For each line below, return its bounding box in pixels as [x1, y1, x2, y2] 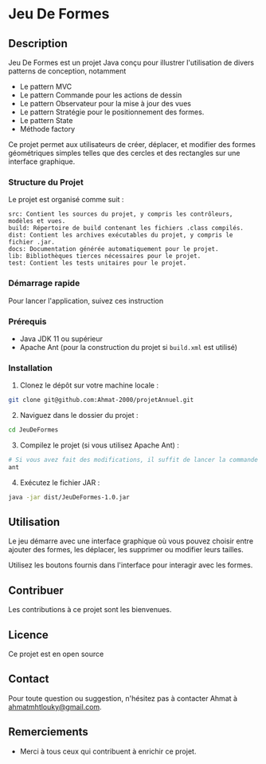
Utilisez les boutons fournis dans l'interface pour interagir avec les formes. [8, 560, 253, 570]
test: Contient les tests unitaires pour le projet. [8, 259, 187, 268]
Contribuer [8, 583, 64, 597]
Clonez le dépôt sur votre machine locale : [19, 380, 159, 390]
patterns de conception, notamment [8, 66, 127, 76]
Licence [8, 628, 49, 642]
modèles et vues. [8, 217, 66, 225]
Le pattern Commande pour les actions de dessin [19, 90, 182, 100]
